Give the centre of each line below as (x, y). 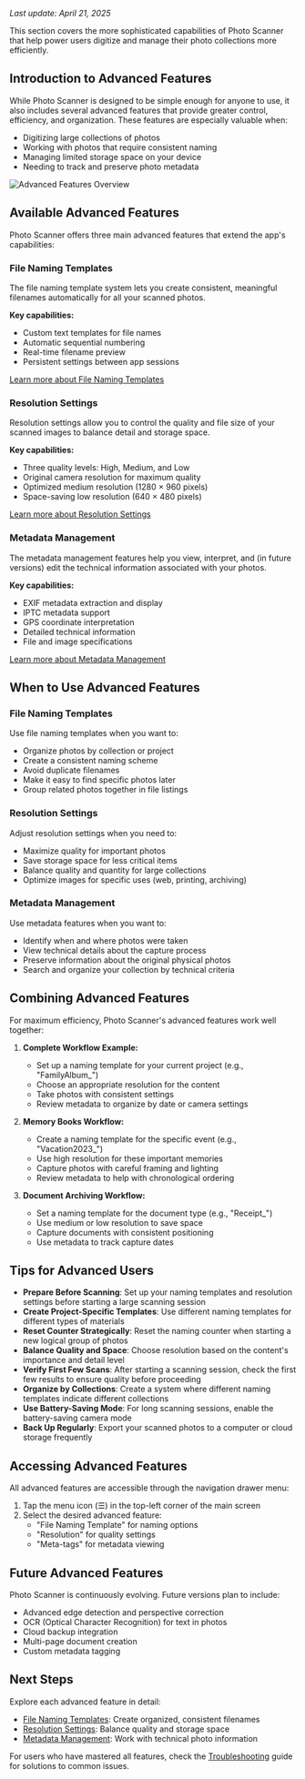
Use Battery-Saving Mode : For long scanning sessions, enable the (148, 1409)
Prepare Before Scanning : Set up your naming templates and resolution (158, 1292)
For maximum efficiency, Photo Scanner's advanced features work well (143, 1020)
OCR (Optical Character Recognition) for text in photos (125, 1622)
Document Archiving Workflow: (84, 1195)
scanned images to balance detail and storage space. (110, 432)
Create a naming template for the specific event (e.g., (136, 1139)
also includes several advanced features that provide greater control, (139, 110)
